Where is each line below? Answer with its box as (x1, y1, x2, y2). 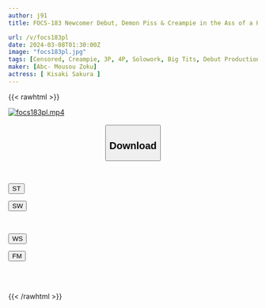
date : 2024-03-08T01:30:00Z (8, 40, 101, 48)
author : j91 (8, 11, 47, 20)
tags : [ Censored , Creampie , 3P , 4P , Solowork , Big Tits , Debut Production (8, 56, 260, 64)
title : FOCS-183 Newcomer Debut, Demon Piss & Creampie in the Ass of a (8, 19, 253, 27)
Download (109, 140, 157, 152)
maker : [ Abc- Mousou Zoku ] (8, 63, 97, 71)
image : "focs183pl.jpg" (8, 48, 87, 56)
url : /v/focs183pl (8, 33, 69, 41)
